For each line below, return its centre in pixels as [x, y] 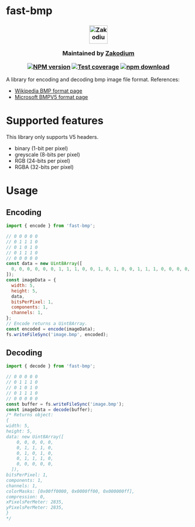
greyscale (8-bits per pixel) [47, 155]
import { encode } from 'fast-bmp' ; [51, 226]
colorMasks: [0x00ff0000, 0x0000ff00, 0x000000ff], [70, 491]
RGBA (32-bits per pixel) [44, 167]
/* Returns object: [30, 415]
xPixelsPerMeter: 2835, [35, 502]
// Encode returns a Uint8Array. [47, 324]
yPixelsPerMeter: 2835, [35, 508]
